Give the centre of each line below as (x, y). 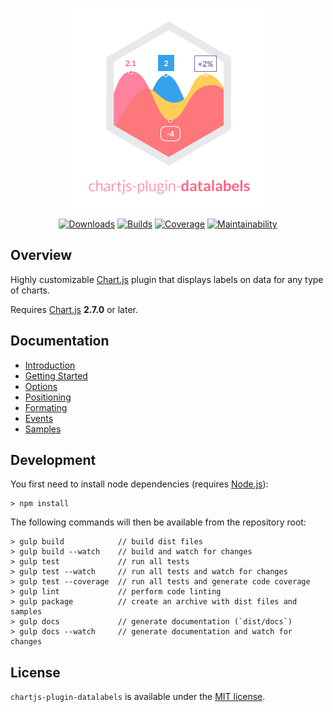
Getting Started (56, 375)
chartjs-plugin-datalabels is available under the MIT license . (138, 697)
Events (39, 418)
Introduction (50, 365)
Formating (46, 407)
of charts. (30, 290)
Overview (41, 255)
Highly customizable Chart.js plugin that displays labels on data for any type (167, 279)
